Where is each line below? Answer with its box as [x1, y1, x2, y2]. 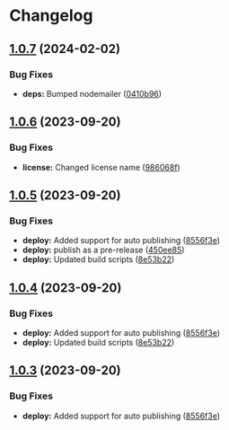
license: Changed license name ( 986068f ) [22, 162, 181, 172]
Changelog [9, 5, 93, 26]
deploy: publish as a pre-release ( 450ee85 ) [22, 244, 185, 256]
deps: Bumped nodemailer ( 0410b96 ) [22, 88, 163, 99]
